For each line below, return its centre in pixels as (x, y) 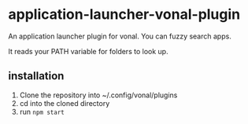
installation (36, 76)
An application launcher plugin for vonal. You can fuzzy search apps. (120, 36)
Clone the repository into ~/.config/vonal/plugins (98, 95)
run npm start (42, 111)
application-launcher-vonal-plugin (124, 15)
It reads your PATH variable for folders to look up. (88, 51)
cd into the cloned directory (65, 103)
